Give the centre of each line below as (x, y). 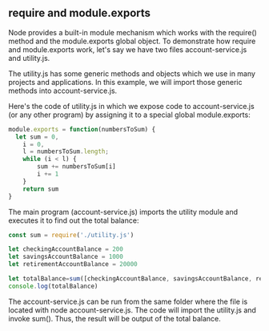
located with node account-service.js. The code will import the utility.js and (132, 310)
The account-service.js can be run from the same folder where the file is (128, 301)
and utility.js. (29, 58)
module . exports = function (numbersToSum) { (82, 129)
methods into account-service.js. (63, 91)
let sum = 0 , (37, 137)
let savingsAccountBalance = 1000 (66, 257)
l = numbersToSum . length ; (66, 151)
